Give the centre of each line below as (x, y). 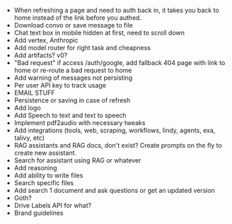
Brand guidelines (39, 213)
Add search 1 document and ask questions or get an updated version (115, 190)
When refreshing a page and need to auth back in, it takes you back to (116, 10)
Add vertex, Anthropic (46, 40)
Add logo (27, 108)
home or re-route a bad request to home (73, 70)
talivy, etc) (29, 138)
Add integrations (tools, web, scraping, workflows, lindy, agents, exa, (115, 130)
